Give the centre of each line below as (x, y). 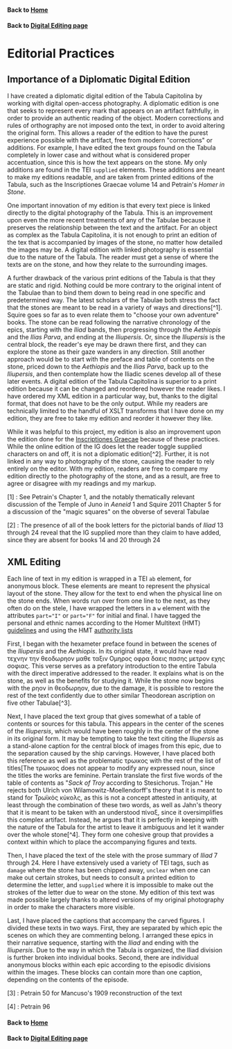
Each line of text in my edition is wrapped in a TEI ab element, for (99, 578)
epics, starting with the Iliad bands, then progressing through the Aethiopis (114, 330)
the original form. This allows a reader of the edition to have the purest (108, 133)
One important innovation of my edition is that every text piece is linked (109, 206)
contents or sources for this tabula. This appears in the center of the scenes (116, 724)
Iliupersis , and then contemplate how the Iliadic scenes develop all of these (114, 374)
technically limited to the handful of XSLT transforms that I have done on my (115, 411)
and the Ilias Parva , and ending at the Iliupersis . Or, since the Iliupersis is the (116, 337)
